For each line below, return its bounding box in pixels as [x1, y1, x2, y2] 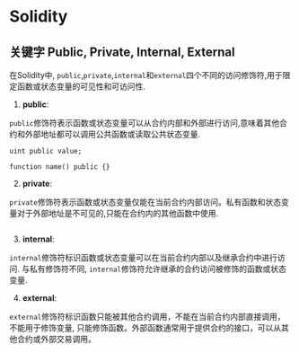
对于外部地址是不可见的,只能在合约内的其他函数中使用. [16, 208, 219, 218]
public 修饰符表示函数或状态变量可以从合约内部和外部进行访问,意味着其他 [9, 118, 280, 128]
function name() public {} [9, 163, 110, 172]
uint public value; [9, 146, 83, 155]
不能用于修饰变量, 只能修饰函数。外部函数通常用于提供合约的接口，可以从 [9, 322, 281, 333]
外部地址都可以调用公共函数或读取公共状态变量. [24, 128, 201, 139]
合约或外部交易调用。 [16, 334, 96, 344]
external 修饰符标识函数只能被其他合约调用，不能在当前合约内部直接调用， [9, 312, 286, 322]
